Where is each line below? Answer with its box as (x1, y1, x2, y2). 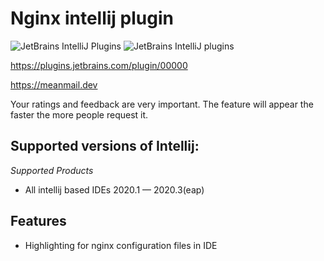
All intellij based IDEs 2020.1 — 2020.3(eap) (24, 183, 205, 196)
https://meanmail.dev (10, 78, 98, 91)
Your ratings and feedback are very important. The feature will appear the (10, 98, 314, 110)
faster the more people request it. (10, 108, 149, 121)
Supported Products (10, 164, 94, 176)
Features (10, 213, 67, 230)
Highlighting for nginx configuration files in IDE (24, 239, 218, 251)
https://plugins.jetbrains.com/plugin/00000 (10, 59, 188, 71)
